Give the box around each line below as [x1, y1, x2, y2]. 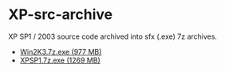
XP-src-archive [8, 6, 113, 24]
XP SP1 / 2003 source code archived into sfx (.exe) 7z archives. [8, 32, 218, 41]
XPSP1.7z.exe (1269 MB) [19, 55, 101, 65]
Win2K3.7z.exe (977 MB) [19, 47, 102, 56]
